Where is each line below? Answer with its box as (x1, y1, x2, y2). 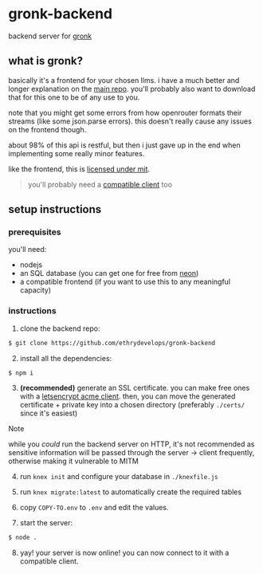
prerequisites (8, 226, 61, 238)
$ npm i (8, 368, 34, 377)
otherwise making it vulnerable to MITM (8, 456, 139, 466)
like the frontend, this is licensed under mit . (8, 164, 150, 174)
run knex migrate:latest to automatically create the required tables (19, 487, 241, 497)
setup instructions (8, 202, 102, 216)
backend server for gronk (8, 31, 92, 41)
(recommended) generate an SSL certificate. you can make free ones (19, 383, 250, 393)
